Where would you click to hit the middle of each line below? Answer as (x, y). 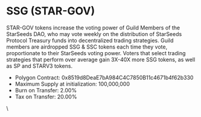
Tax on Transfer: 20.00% (46, 97)
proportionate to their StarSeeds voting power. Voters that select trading (96, 53)
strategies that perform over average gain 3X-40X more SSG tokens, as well (101, 59)
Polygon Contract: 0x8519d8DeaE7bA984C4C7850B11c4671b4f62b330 (104, 77)
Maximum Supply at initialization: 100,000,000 (72, 84)
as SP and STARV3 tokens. (40, 66)
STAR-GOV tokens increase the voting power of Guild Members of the (93, 28)
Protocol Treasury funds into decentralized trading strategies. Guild (90, 40)
